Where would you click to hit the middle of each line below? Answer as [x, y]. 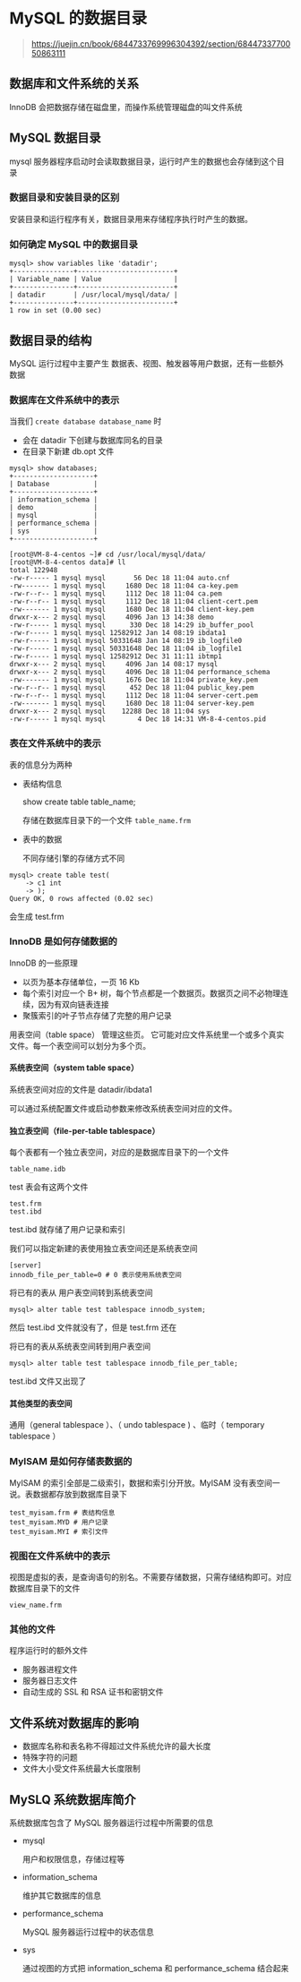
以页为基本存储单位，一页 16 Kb [81, 982]
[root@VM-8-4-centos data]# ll [68, 562]
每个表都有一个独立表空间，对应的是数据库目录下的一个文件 [119, 1153]
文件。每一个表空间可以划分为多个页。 [80, 1045]
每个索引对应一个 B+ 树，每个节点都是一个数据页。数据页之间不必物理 [151, 993]
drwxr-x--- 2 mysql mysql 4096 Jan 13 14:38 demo [112, 618]
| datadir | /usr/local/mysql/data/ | [94, 295]
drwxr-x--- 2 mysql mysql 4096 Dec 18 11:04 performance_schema [140, 673]
